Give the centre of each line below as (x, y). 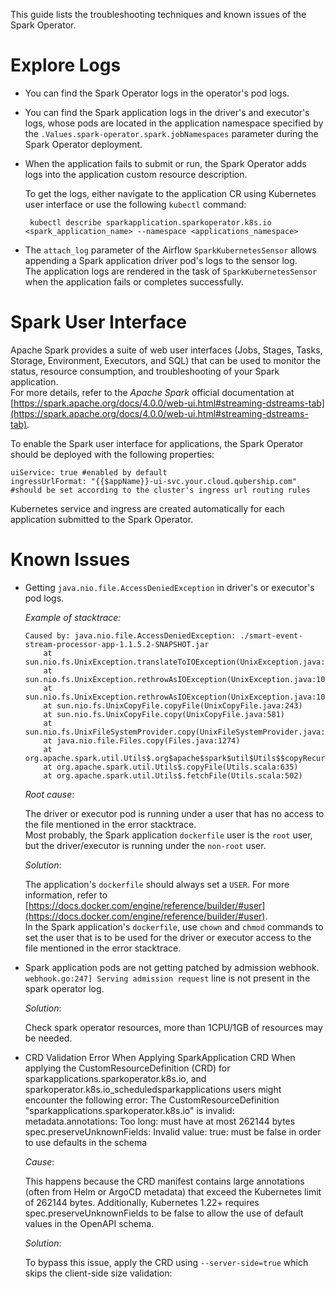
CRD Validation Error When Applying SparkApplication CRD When (160, 1057)
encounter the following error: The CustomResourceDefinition (152, 1100)
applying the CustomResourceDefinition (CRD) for (127, 1068)
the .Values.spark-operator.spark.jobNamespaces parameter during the (171, 133)
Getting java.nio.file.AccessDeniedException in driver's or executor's (169, 587)
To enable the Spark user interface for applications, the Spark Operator (157, 443)
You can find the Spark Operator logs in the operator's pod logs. (157, 93)
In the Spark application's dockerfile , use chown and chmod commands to (174, 926)
